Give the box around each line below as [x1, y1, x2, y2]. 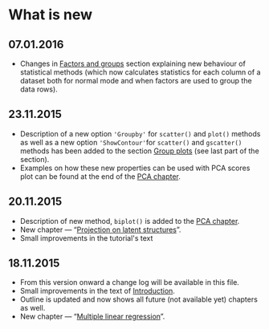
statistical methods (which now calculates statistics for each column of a [19, 67, 261, 77]
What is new [8, 6, 93, 24]
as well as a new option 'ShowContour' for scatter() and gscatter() [19, 137, 243, 147]
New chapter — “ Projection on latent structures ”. [19, 225, 181, 234]
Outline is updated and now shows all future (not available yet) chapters [19, 294, 259, 304]
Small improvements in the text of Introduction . [19, 286, 175, 296]
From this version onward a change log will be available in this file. [19, 278, 239, 287]
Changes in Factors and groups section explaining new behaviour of [19, 59, 247, 68]
